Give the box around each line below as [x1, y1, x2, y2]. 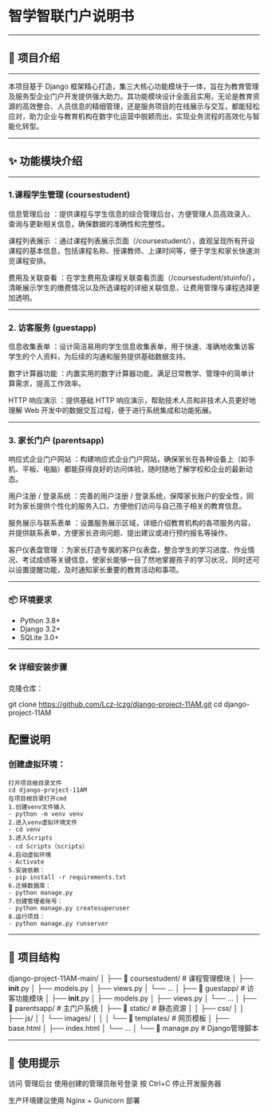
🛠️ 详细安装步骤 [8, 661, 68, 672]
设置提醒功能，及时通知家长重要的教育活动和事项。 [14, 565, 183, 575]
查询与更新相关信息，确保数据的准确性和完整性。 [8, 218, 169, 228]
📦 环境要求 [8, 595, 53, 606]
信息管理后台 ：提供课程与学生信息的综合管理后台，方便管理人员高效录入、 [8, 209, 255, 218]
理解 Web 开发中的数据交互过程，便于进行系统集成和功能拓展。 [8, 406, 216, 415]
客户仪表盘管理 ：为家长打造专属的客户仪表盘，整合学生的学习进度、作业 [8, 545, 248, 555]
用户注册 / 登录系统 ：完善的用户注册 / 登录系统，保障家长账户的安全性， [8, 491, 247, 501]
